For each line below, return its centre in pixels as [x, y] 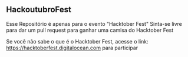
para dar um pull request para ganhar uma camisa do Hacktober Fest [90, 30]
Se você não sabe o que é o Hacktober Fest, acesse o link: [77, 41]
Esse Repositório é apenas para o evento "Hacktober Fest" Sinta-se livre [94, 24]
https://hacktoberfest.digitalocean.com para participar [72, 48]
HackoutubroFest [39, 10]
